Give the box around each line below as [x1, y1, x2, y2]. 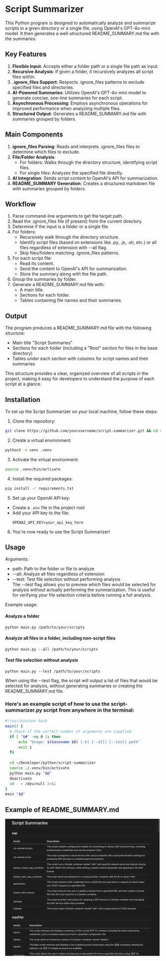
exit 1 [18, 745, 32, 750]
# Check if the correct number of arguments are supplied [9, 729, 132, 734]
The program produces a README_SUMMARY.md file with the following [5, 325, 152, 331]
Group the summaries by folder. [12, 276, 77, 282]
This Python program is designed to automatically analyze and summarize [5, 20, 156, 26]
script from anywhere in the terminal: [43, 707, 134, 714]
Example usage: [5, 601, 38, 608]
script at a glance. [5, 381, 42, 387]
